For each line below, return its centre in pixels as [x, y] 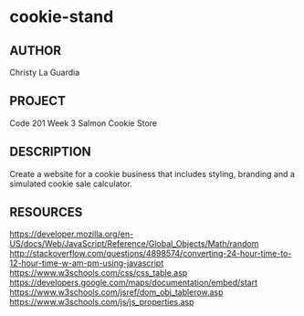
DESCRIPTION [50, 152]
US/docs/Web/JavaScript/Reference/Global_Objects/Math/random [134, 244]
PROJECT [38, 101]
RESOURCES [46, 212]
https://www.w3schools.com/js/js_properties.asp [102, 302]
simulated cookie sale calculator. [71, 184]
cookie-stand [62, 17]
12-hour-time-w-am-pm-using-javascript [87, 263]
